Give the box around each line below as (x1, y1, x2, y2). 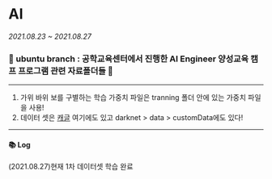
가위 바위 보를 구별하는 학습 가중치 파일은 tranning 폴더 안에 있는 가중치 (19, 93, 247, 102)
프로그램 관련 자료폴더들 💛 (17, 65, 113, 77)
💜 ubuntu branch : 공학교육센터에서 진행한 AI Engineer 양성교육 (8, 53, 249, 65)
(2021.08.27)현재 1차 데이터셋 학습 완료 (8, 162, 134, 172)
